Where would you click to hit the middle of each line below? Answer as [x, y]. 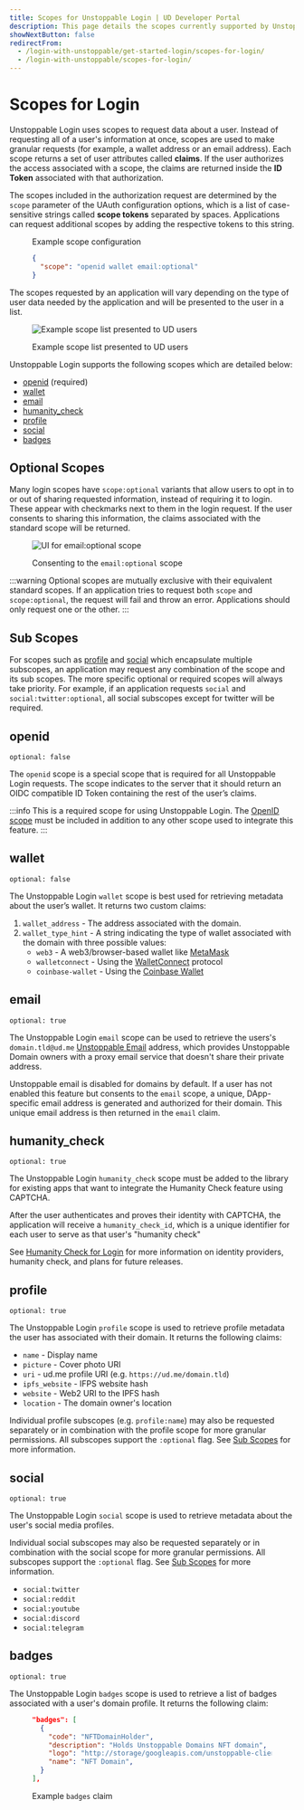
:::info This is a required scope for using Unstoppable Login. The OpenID [144, 810]
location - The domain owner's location [97, 1403]
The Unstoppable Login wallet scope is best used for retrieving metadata [146, 896]
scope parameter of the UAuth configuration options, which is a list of [138, 205]
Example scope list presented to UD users [110, 347]
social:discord [51, 1619]
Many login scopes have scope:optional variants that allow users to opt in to [152, 490]
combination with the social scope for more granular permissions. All [138, 1552]
